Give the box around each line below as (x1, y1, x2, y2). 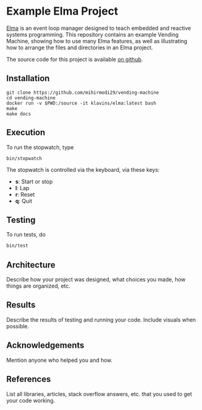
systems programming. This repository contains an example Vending (6, 30, 179, 38)
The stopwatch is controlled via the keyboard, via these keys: (6, 166, 160, 173)
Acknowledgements (6, 340, 85, 351)
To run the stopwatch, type (6, 143, 74, 150)
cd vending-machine (6, 94, 56, 101)
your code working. (6, 397, 55, 404)
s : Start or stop (15, 178, 53, 185)
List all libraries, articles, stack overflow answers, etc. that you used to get (6, 390, 192, 397)
